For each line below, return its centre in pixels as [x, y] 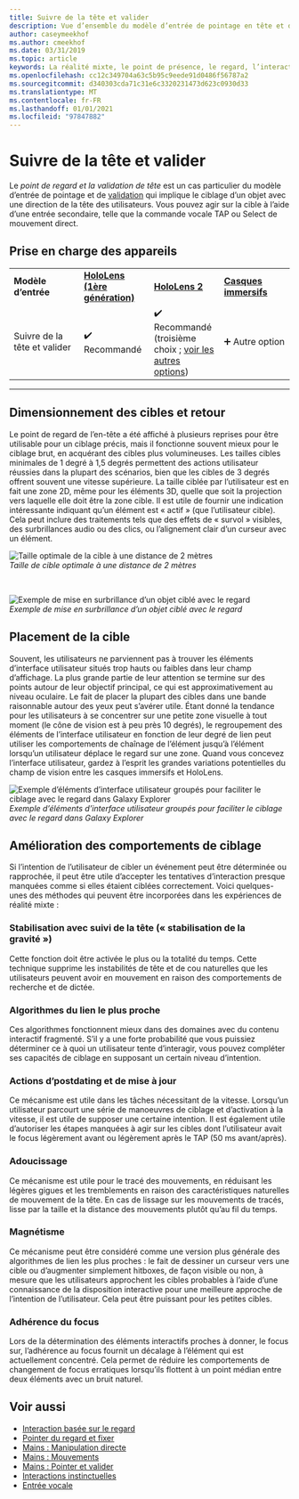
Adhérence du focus [54, 1322]
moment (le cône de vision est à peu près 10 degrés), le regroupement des [146, 725]
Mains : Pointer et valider [68, 1466]
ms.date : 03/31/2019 [48, 51]
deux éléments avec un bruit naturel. [77, 1379]
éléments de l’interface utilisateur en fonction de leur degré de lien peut [140, 734]
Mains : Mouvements [61, 1456]
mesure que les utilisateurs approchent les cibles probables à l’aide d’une [144, 1280]
